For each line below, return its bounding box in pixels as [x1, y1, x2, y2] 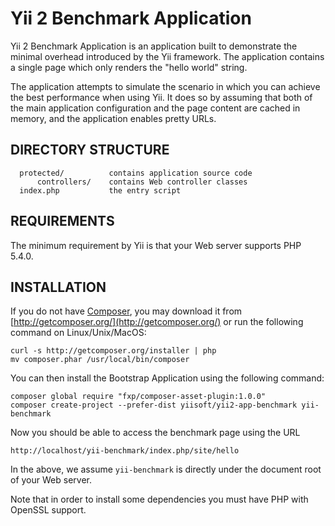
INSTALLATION [10, 278, 107, 296]
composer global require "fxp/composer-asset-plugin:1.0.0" [10, 392, 267, 402]
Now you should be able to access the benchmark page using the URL [10, 427, 301, 439]
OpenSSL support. [10, 504, 87, 516]
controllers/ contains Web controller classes [36, 177, 248, 187]
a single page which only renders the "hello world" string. [10, 61, 248, 73]
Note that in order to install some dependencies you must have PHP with [10, 493, 309, 506]
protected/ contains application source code [19, 168, 253, 178]
